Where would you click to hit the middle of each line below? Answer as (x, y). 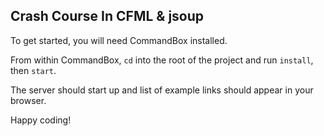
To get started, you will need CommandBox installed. (119, 40)
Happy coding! (41, 120)
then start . (33, 70)
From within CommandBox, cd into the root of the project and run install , (162, 60)
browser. (28, 100)
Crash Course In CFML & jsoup (107, 16)
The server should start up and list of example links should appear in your (162, 90)
